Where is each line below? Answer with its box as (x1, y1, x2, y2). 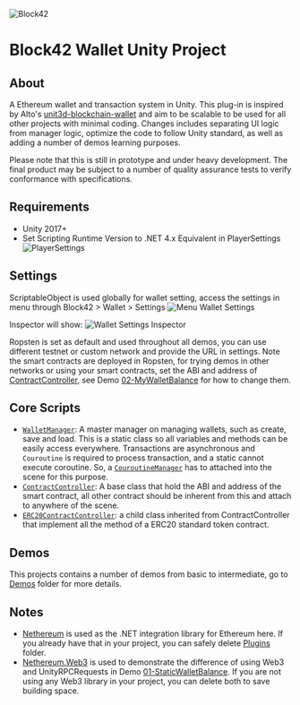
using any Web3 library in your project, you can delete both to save (21, 676, 270, 687)
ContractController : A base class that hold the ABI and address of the (21, 481, 282, 492)
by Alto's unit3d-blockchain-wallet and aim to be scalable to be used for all (9, 108, 287, 119)
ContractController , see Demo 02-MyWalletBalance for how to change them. (9, 374, 291, 385)
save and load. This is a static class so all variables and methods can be (21, 434, 288, 444)
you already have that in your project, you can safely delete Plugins (21, 638, 270, 649)
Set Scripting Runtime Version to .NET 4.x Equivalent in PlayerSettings (21, 233, 281, 244)
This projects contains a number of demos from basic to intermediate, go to (9, 569, 288, 580)
